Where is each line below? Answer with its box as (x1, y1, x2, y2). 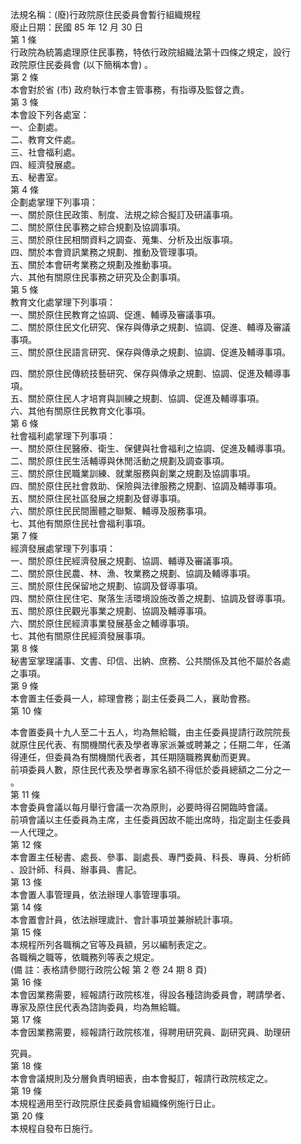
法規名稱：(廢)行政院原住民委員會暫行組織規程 (10, 9, 202, 20)
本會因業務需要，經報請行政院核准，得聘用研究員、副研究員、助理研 (10, 1026, 291, 1038)
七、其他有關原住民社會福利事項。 (10, 518, 151, 529)
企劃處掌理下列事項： (10, 196, 98, 208)
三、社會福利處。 (10, 146, 81, 158)
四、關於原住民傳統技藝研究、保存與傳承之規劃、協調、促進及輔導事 (10, 368, 291, 379)
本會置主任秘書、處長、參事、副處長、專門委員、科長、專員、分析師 (10, 851, 291, 863)
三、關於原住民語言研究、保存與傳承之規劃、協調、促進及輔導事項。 (10, 346, 291, 358)
